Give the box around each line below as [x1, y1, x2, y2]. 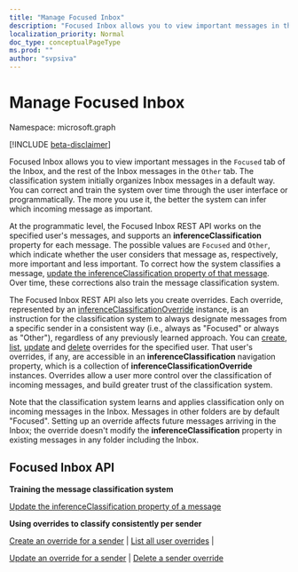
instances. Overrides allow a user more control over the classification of [9, 369, 272, 380]
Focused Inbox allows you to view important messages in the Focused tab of [9, 156, 286, 167]
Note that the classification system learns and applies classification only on [9, 396, 285, 407]
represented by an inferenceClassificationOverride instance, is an [9, 304, 249, 314]
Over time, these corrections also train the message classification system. [9, 277, 279, 288]
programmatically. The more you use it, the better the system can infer [9, 194, 267, 204]
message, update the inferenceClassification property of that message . [9, 267, 271, 278]
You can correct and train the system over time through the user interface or [9, 184, 288, 195]
